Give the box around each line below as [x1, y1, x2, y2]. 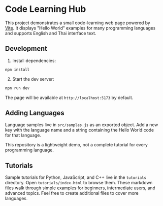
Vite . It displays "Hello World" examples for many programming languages [5, 25, 156, 31]
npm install [5, 67, 30, 72]
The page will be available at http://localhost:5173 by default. [5, 95, 133, 101]
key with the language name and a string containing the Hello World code [5, 127, 154, 133]
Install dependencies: [12, 58, 56, 64]
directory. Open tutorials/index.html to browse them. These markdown [5, 180, 153, 186]
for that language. [5, 132, 41, 138]
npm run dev [5, 85, 30, 91]
